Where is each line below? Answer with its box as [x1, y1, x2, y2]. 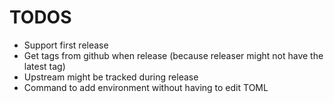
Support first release [23, 39, 109, 51]
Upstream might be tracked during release [23, 71, 199, 83]
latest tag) [23, 60, 66, 72]
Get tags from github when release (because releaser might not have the [23, 49, 324, 61]
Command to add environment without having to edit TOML [23, 81, 269, 93]
